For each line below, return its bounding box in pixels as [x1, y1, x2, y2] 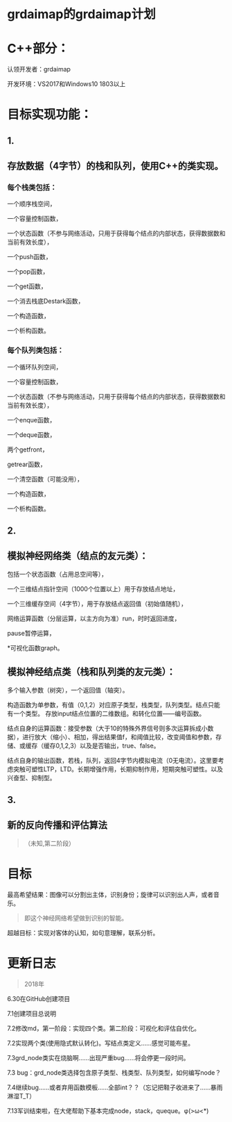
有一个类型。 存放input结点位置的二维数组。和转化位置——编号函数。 [7, 709, 206, 718]
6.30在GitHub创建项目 [7, 994, 71, 1003]
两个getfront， [7, 445, 48, 454]
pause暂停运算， [7, 629, 55, 637]
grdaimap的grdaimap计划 [7, 6, 156, 22]
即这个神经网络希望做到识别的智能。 [24, 914, 128, 922]
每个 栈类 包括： [7, 183, 57, 192]
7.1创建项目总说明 [7, 1009, 57, 1018]
